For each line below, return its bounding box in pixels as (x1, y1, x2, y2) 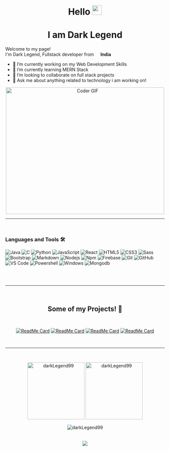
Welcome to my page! (5, 46, 51, 52)
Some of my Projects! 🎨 (47, 305, 123, 313)
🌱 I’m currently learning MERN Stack (12, 66, 89, 73)
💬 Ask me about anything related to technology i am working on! (12, 78, 147, 84)
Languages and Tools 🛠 (5, 236, 66, 243)
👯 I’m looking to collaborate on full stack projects (12, 72, 115, 78)
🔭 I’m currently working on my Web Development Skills (12, 61, 127, 67)
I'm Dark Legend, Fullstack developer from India (5, 51, 111, 58)
